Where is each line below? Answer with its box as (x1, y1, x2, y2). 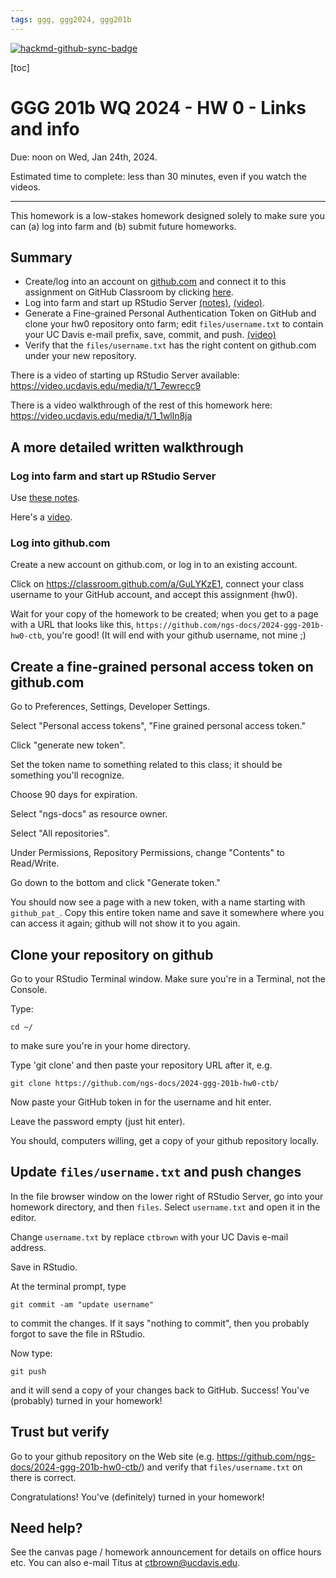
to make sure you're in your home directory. (10, 1039, 191, 1051)
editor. (10, 1211, 37, 1223)
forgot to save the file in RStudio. (10, 1327, 146, 1340)
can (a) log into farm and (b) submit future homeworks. (10, 220, 237, 232)
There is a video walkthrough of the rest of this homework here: (10, 399, 273, 411)
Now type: (10, 1347, 53, 1359)
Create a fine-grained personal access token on (10, 658, 314, 675)
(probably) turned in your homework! (10, 1394, 163, 1406)
